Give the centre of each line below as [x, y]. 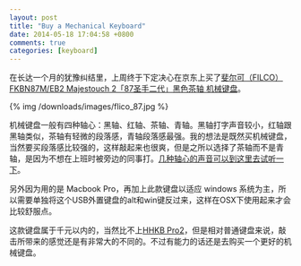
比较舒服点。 [33, 211]
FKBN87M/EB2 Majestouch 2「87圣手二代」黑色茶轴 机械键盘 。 [128, 89]
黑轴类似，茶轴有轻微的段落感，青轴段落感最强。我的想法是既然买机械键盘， [150, 136]
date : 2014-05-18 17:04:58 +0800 [72, 34]
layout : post [34, 17]
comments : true [38, 43]
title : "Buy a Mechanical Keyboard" [77, 26]
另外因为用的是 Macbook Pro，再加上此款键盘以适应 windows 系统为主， [144, 189]
